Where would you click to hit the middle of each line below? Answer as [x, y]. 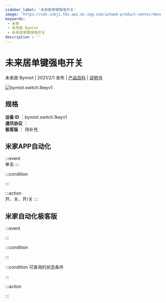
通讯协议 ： [17, 123]
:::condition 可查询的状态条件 [35, 267]
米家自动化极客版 [31, 216]
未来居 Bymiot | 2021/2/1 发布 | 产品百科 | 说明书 [54, 77]
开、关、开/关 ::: [21, 199]
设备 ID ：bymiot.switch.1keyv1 [36, 117]
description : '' [23, 37]
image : [12, 14]
